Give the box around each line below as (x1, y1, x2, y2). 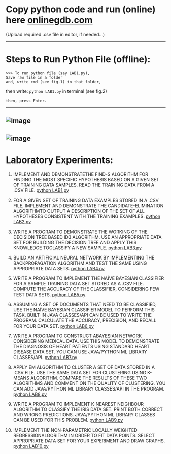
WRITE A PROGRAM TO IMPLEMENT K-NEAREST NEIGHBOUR (13, 401, 144, 407)
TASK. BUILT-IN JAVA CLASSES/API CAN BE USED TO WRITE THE (13, 312, 152, 318)
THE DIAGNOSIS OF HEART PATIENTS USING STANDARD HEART (13, 343, 150, 349)
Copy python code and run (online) (6, 4, 156, 15)
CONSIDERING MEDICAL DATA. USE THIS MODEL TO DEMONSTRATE (13, 338, 160, 344)
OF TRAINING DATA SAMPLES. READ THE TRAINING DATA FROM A (13, 182, 154, 188)
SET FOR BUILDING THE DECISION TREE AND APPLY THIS (13, 239, 137, 245)
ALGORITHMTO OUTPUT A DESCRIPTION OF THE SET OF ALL (13, 208, 145, 214)
